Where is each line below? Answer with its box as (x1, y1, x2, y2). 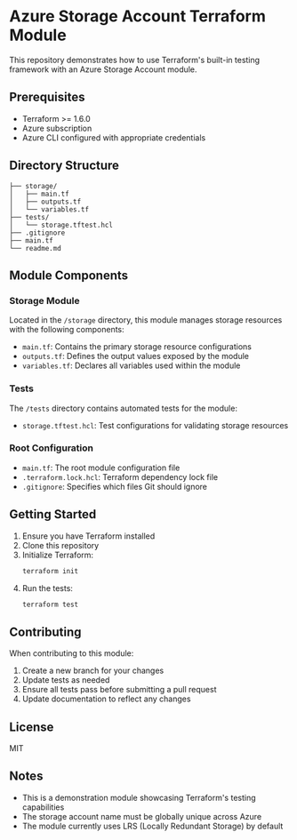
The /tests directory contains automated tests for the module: (9, 403, 238, 413)
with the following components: (9, 324, 124, 335)
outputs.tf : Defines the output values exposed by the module (21, 351, 250, 362)
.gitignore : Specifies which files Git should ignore (21, 481, 207, 492)
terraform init (21, 566, 79, 575)
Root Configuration (9, 442, 93, 454)
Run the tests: (21, 582, 74, 593)
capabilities (21, 802, 65, 812)
